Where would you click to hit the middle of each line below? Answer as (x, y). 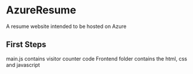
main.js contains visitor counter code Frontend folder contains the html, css (97, 58)
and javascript (23, 65)
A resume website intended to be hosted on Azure (66, 26)
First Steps (26, 45)
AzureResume (41, 10)
